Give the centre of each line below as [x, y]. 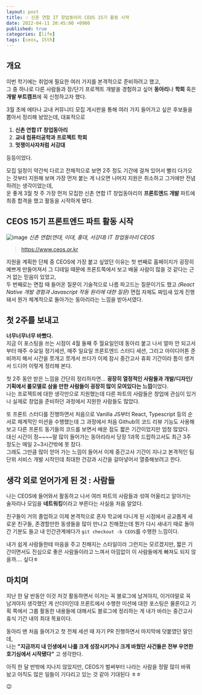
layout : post [23, 12]
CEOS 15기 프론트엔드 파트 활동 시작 [70, 222]
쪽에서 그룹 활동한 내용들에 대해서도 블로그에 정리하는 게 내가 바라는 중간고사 [103, 611]
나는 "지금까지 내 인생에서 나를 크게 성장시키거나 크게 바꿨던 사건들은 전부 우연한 [100, 647]
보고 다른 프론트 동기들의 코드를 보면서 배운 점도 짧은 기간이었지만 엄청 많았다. [98, 430]
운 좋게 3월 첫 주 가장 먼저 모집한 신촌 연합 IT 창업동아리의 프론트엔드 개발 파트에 [101, 193]
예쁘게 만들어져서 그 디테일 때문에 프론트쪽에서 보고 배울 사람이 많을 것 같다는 [97, 269]
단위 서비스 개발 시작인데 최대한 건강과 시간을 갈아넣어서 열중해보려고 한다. [94, 460]
